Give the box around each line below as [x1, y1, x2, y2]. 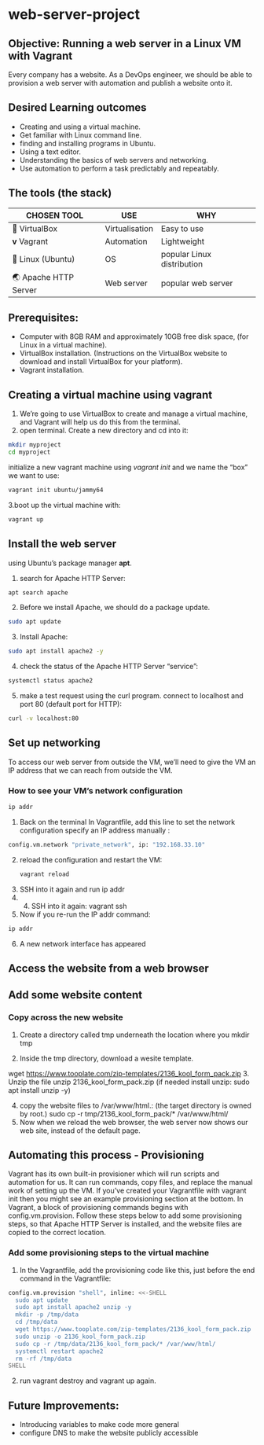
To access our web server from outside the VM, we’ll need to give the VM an [8, 757, 256, 767]
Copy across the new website [8, 1012, 123, 1023]
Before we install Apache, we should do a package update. [19, 603, 211, 612]
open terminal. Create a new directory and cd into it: [19, 426, 189, 436]
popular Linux [160, 248, 212, 259]
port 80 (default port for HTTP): [19, 700, 123, 709]
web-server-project [8, 6, 141, 24]
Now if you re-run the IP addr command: [19, 910, 151, 919]
